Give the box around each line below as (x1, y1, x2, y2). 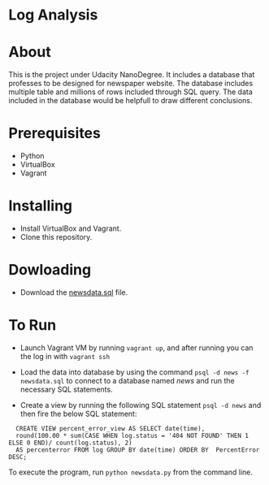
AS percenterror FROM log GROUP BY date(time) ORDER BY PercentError (15, 445, 260, 454)
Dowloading (8, 261, 92, 279)
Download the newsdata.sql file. (20, 287, 128, 297)
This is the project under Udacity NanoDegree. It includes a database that (8, 70, 255, 80)
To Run (8, 316, 57, 335)
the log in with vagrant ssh (20, 351, 111, 361)
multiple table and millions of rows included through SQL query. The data (8, 87, 254, 97)
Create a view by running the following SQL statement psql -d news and (20, 400, 262, 409)
